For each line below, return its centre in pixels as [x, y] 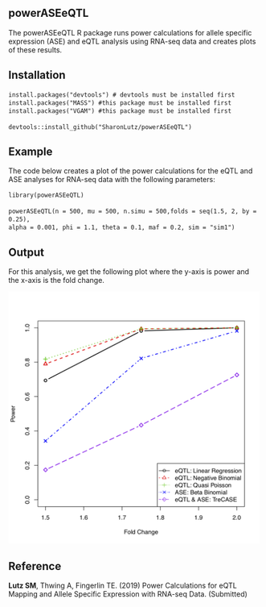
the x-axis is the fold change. [56, 281]
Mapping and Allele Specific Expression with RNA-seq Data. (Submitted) [128, 594]
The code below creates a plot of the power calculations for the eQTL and [131, 171]
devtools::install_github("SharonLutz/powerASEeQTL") [100, 127]
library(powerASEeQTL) [46, 195]
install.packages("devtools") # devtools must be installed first [122, 95]
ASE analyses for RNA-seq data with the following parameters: [112, 180]
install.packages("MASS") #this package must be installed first [120, 103]
